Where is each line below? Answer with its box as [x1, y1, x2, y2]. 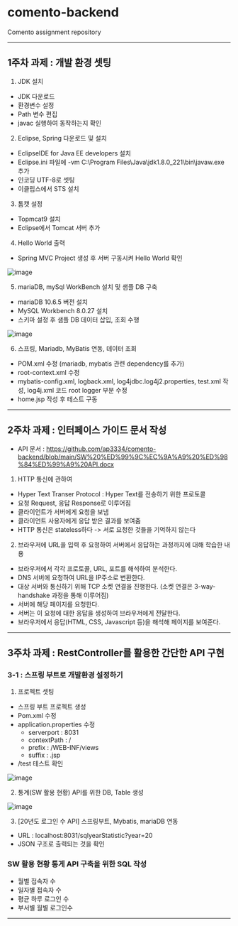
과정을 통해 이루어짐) [51, 591, 109, 599]
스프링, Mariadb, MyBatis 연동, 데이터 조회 [17, 344, 137, 352]
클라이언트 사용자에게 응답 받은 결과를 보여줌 [17, 516, 142, 525]
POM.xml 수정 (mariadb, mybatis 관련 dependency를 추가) [17, 359, 185, 368]
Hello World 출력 [17, 239, 66, 247]
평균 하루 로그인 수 [17, 894, 69, 903]
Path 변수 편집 [17, 109, 58, 118]
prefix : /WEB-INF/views [28, 743, 99, 752]
